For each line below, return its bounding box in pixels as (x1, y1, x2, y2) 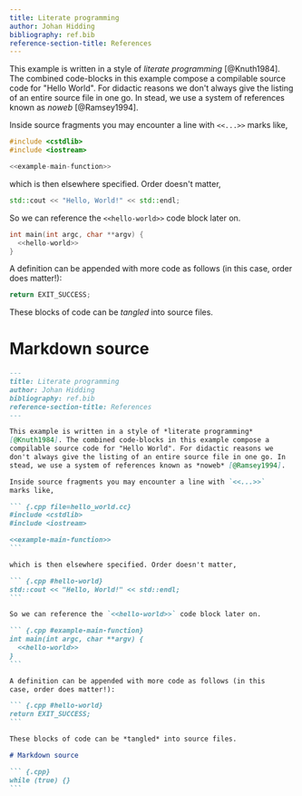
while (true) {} (9, 775, 71, 785)
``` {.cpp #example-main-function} (9, 626, 144, 635)
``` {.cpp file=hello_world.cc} (9, 502, 132, 511)
